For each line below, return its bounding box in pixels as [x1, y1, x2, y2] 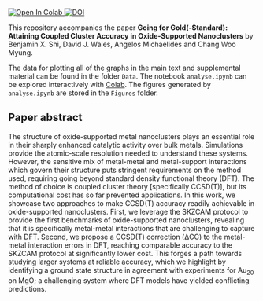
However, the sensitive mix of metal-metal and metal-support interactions [8, 156, 247, 166]
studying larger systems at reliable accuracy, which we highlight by [8, 257, 227, 266]
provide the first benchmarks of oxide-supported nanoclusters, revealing [8, 215, 245, 225]
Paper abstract [8, 111, 83, 124]
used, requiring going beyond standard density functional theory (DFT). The [8, 173, 254, 183]
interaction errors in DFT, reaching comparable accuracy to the [28, 240, 233, 250]
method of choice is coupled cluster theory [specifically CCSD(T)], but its [8, 182, 246, 191]
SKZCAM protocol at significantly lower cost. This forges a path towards [8, 248, 243, 258]
